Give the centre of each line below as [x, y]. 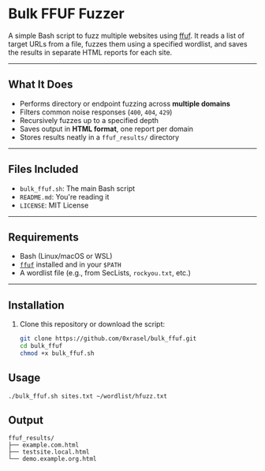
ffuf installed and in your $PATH [70, 264]
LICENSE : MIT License [54, 205]
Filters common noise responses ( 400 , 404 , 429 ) [96, 112]
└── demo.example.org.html [52, 459]
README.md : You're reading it [64, 196]
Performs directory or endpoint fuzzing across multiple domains [125, 103]
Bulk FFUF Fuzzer [66, 14]
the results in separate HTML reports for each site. [90, 52]
